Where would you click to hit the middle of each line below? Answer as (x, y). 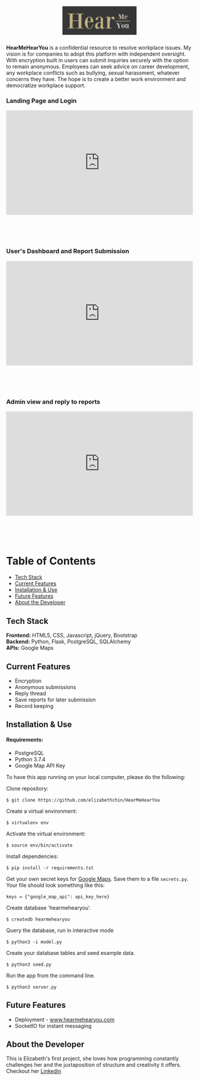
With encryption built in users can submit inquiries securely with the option (97, 60)
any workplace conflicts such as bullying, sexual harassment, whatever (93, 73)
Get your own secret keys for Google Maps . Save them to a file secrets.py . (97, 879)
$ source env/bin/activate (39, 845)
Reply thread (30, 694)
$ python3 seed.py (29, 964)
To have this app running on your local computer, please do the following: (96, 777)
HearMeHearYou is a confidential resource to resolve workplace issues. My (99, 47)
